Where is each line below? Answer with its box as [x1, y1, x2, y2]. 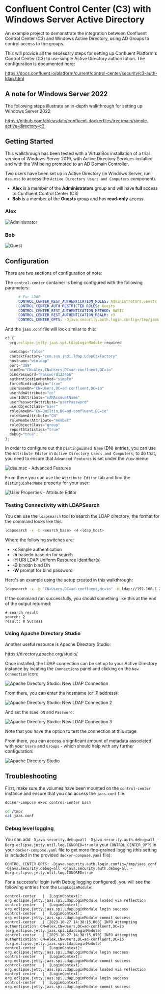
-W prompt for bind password [12, 567, 73, 573]
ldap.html [5, 75, 24, 81]
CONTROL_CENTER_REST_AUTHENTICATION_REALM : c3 [18, 313, 115, 318]
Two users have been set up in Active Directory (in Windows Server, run [5, 170, 151, 176]
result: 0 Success [5, 619, 43, 624]
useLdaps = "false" [9, 349, 45, 354]
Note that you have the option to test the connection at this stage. [5, 728, 138, 734]
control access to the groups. [5, 40, 65, 46]
